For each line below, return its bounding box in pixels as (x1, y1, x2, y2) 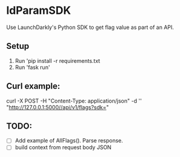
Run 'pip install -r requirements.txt (14, 57, 101, 64)
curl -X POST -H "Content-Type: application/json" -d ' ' (6, 97, 142, 104)
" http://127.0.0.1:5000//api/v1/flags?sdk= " (6, 103, 109, 111)
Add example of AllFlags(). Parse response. (14, 137, 123, 144)
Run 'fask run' (14, 63, 50, 71)
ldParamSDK (6, 4, 71, 18)
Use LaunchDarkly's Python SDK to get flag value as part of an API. (6, 24, 174, 31)
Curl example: (6, 81, 60, 91)
